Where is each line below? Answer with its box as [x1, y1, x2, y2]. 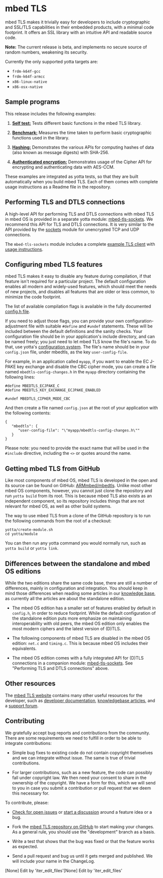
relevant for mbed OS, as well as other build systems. [5, 503, 112, 509]
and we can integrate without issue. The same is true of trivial [12, 755, 136, 761]
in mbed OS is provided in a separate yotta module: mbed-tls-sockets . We [5, 216, 153, 222]
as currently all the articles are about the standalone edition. [5, 596, 125, 601]
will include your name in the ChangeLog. [12, 858, 96, 864]
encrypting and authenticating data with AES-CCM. [12, 164, 115, 170]
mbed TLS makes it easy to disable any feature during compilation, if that [5, 273, 151, 279]
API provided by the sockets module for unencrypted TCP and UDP [5, 226, 139, 232]
